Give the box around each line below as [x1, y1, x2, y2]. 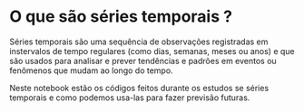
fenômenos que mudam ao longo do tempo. [9, 65, 174, 76]
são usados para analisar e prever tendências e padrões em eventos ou [9, 55, 277, 66]
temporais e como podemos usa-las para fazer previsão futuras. [9, 92, 250, 103]
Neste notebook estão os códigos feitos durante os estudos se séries [9, 82, 270, 93]
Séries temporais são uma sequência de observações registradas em [9, 36, 269, 47]
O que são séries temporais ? [9, 6, 233, 27]
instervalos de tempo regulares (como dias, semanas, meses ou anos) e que [9, 45, 295, 56]
